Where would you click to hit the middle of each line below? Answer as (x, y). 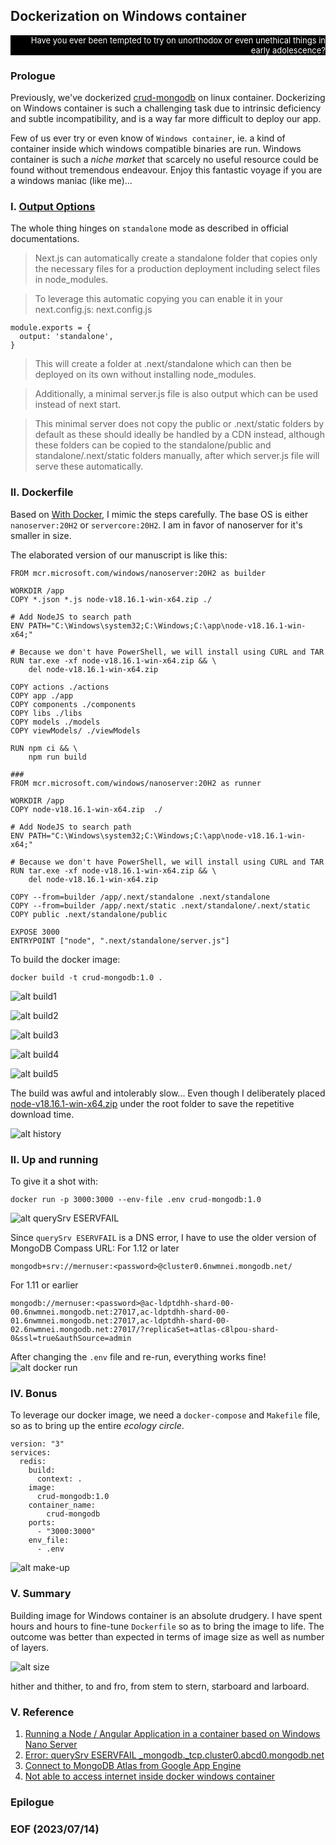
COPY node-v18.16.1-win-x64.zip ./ (86, 809)
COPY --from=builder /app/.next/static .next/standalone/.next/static (160, 905)
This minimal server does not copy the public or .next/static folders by (179, 424)
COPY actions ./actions (60, 687)
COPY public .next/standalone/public (89, 914)
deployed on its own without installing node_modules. (145, 375)
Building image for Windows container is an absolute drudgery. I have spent (166, 1615)
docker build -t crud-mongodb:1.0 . (86, 977)
